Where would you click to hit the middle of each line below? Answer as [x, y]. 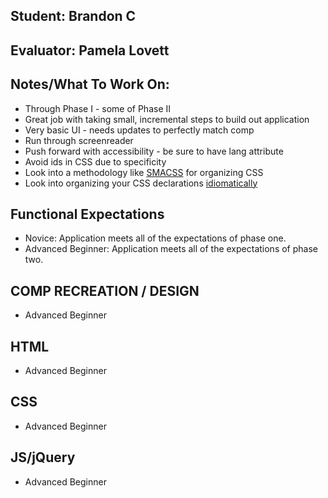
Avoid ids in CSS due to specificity [95, 161]
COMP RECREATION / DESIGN [105, 290]
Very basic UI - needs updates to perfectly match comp [139, 130]
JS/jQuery [43, 457]
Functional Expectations [87, 214]
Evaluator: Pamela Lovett [90, 50]
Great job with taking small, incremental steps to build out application [167, 119]
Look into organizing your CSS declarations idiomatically [141, 183]
